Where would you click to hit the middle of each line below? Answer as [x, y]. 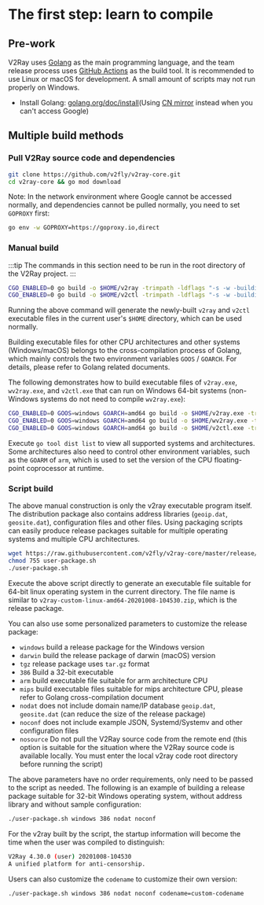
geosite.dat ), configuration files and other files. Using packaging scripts [126, 522]
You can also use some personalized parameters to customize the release [128, 624]
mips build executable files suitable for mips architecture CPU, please [131, 689]
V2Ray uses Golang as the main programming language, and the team [121, 62]
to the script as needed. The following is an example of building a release [126, 787]
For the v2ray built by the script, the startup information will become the [125, 833]
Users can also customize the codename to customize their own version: [123, 879]
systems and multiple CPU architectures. [74, 539]
